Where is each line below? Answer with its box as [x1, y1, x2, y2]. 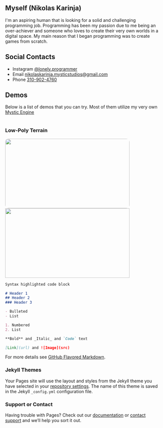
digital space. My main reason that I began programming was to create [5, 33, 150, 39]
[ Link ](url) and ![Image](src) [5, 345, 70, 350]
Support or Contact [5, 401, 53, 408]
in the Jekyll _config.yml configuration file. [5, 388, 93, 394]
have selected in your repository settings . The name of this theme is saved [5, 383, 158, 389]
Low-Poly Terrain [5, 127, 48, 134]
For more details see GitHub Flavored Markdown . [5, 354, 106, 360]
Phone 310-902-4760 [12, 77, 57, 83]
